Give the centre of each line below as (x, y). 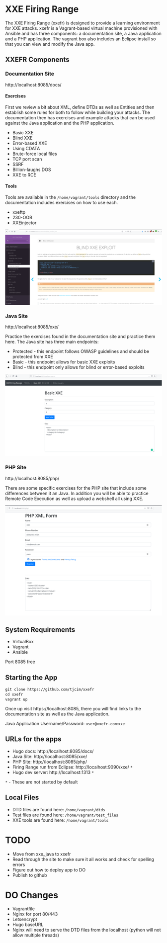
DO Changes (32, 895)
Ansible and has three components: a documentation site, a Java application (83, 33)
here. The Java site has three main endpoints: (52, 342)
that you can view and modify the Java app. (50, 44)
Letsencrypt (25, 919)
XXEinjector (24, 223)
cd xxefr (14, 694)
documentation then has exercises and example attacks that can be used (80, 117)
